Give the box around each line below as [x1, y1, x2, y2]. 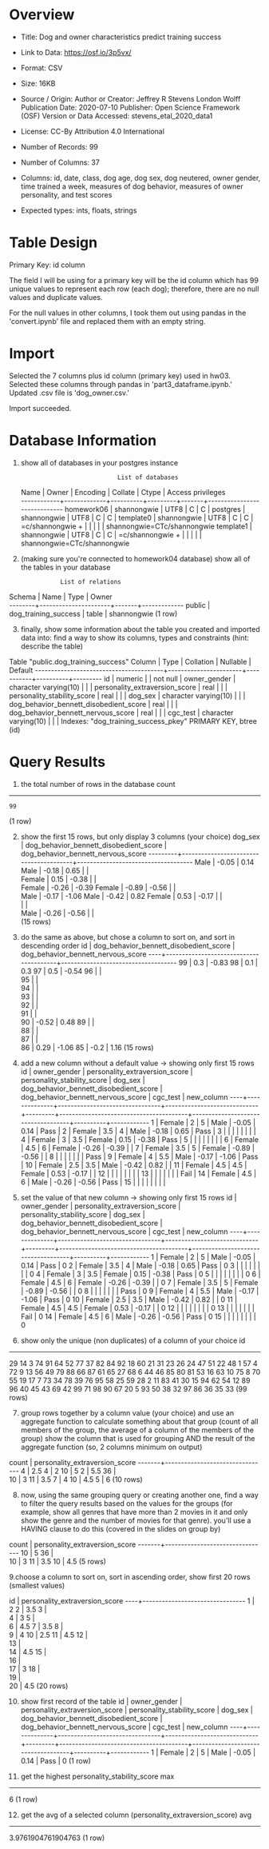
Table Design [9, 234, 98, 252]
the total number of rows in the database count [20, 779, 176, 789]
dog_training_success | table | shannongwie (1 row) [9, 609, 178, 618]
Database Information [9, 432, 157, 449]
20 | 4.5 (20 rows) [9, 1681, 69, 1691]
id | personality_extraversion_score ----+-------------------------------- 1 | [9, 1595, 255, 1605]
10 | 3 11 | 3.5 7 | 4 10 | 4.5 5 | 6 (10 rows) [9, 1474, 143, 1484]
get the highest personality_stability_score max [20, 1771, 175, 1781]
